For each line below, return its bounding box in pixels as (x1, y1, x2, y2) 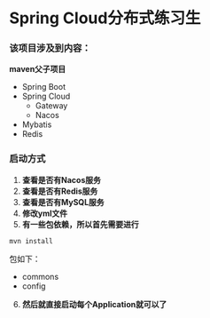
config (21, 281, 46, 291)
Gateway (35, 100, 68, 111)
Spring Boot (21, 82, 66, 92)
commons (21, 271, 59, 282)
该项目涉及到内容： (9, 42, 91, 54)
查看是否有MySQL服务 (21, 196, 105, 207)
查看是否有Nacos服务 (21, 174, 102, 185)
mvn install (9, 236, 53, 245)
